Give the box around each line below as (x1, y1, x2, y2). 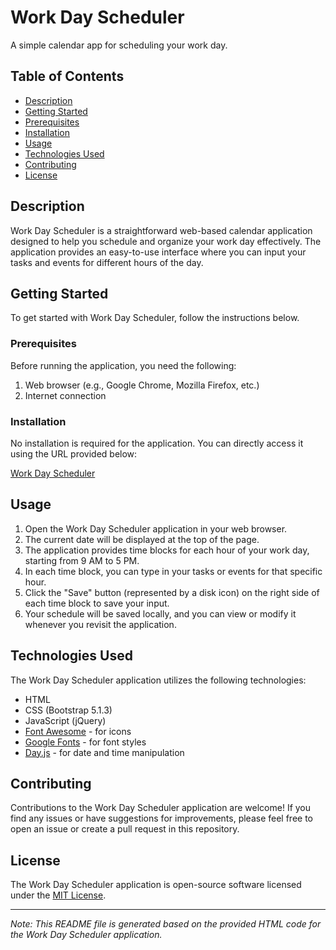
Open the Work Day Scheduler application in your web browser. (24, 522, 288, 535)
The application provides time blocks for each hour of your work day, (24, 544, 310, 556)
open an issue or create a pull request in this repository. (10, 823, 240, 835)
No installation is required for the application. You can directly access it (10, 437, 304, 449)
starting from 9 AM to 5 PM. (24, 554, 140, 566)
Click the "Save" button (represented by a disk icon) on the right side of (24, 586, 320, 598)
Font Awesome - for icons (24, 725, 132, 737)
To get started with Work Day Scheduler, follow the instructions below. (10, 312, 300, 324)
